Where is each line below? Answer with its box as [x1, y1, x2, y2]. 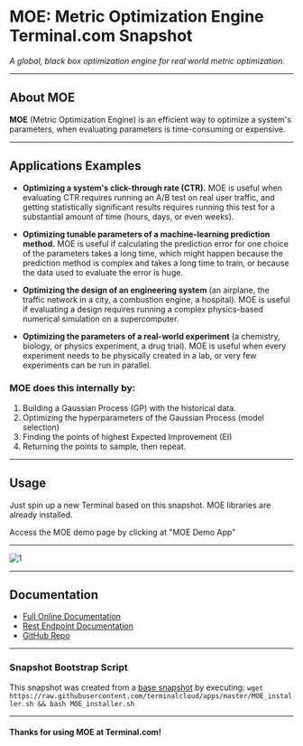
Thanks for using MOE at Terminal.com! [9, 727, 162, 738]
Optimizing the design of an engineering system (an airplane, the [22, 284, 271, 295]
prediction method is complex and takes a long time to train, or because [22, 257, 290, 268]
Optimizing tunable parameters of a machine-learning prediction [22, 228, 271, 239]
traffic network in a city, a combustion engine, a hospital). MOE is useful [22, 294, 290, 304]
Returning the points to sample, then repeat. [22, 441, 187, 452]
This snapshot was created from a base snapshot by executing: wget [9, 682, 264, 693]
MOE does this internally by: [9, 382, 136, 395]
